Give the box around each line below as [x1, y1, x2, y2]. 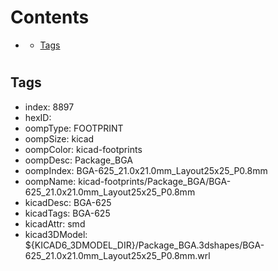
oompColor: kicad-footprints [24, 143, 143, 155]
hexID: [24, 111, 52, 123]
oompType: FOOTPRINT [24, 122, 124, 134]
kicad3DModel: [24, 228, 88, 240]
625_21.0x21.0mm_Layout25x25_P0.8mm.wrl [24, 249, 211, 261]
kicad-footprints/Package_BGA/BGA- [78, 175, 232, 187]
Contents [10, 6, 90, 29]
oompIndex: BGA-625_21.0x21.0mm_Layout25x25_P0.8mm [24, 164, 268, 176]
